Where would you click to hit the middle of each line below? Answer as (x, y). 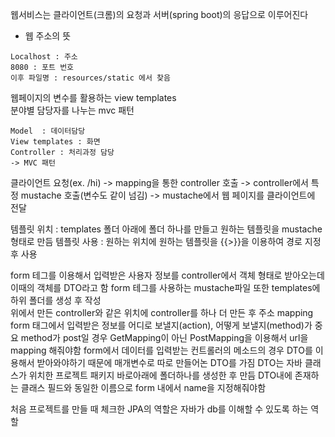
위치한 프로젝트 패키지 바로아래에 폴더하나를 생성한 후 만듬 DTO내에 (160, 375)
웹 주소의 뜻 (48, 36)
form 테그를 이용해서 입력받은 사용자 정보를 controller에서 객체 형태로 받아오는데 (167, 275)
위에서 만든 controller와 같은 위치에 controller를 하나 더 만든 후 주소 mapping (162, 312)
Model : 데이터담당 (48, 131)
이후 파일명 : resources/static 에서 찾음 (90, 78)
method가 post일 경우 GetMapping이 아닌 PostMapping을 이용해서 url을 (164, 337)
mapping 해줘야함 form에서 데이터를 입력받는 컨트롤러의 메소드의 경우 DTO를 (161, 350)
